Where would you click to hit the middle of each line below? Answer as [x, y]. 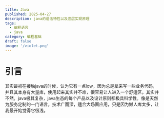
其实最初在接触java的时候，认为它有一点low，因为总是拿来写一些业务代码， [81, 86]
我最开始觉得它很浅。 [26, 110]
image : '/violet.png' [27, 46]
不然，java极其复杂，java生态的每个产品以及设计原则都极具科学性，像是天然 [82, 98]
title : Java [17, 10]
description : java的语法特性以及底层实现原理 [47, 19]
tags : [10, 23]
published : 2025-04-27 [28, 14]
